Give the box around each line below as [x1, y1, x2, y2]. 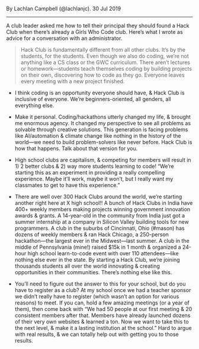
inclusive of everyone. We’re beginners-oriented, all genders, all [14, 96, 171, 103]
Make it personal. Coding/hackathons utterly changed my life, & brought [14, 113, 191, 120]
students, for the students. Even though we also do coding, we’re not [20, 53, 190, 59]
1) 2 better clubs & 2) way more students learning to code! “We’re [14, 163, 174, 170]
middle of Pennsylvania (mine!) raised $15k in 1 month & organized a [14, 243, 182, 250]
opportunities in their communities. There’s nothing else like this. [14, 269, 172, 275]
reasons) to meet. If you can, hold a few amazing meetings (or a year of [14, 299, 190, 306]
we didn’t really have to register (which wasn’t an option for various [14, 293, 179, 300]
